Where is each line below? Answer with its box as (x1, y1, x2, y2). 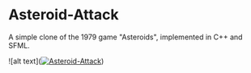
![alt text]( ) (8, 56, 104, 66)
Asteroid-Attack (8, 6, 119, 24)
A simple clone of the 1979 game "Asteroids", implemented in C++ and (8, 32, 243, 42)
